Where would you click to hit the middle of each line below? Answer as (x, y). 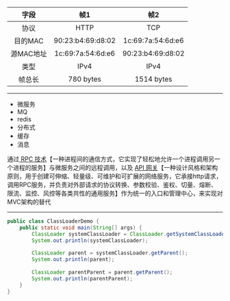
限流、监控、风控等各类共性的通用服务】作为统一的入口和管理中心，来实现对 (115, 193)
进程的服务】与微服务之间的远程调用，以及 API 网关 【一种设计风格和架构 (115, 168)
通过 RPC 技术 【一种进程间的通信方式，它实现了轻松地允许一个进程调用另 (111, 159)
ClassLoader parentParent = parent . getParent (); (102, 272)
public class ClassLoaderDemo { (53, 221)
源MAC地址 (29, 54)
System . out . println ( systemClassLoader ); (90, 240)
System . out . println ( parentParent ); (82, 278)
